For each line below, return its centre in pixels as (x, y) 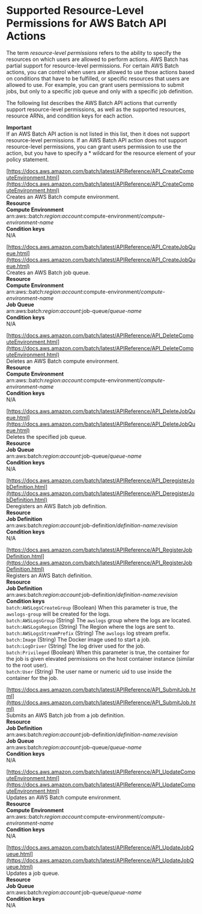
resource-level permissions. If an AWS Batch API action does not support (97, 140)
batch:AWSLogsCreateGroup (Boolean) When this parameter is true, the (92, 607)
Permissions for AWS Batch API (86, 23)
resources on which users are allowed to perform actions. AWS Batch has (97, 59)
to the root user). (27, 665)
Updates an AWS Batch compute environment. (64, 797)
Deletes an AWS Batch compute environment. (63, 361)
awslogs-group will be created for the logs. (58, 614)
